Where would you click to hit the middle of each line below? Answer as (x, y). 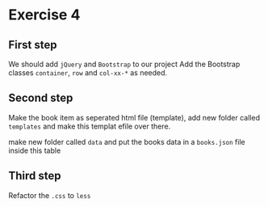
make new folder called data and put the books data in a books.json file (127, 142)
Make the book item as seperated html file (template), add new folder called (134, 117)
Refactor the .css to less (50, 195)
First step (33, 45)
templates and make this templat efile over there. (90, 126)
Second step (41, 98)
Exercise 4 (44, 15)
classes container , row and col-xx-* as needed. (88, 73)
